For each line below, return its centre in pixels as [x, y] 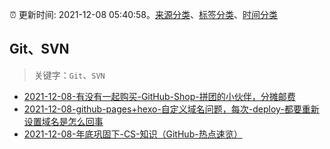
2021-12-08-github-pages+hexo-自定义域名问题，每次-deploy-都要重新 [171, 109]
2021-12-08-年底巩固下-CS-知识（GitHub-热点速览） [133, 134]
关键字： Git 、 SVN [69, 75]
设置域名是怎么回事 [63, 121]
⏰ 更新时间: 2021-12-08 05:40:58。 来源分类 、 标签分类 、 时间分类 [144, 14]
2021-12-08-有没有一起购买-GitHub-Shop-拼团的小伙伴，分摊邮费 [159, 96]
